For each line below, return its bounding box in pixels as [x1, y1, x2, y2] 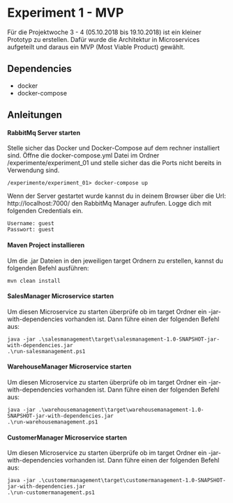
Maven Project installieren [7, 240, 85, 249]
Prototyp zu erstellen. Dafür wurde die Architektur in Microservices [7, 35, 200, 43]
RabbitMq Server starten [7, 128, 81, 137]
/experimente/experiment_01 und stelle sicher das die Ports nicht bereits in [7, 159, 222, 167]
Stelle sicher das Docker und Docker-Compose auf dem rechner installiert [7, 144, 220, 153]
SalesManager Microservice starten [7, 292, 114, 300]
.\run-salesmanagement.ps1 [7, 348, 86, 355]
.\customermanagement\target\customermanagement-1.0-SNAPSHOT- [38, 477, 227, 484]
